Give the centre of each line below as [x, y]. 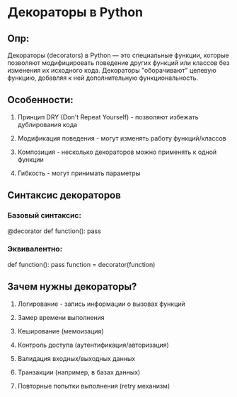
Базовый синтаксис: [44, 215]
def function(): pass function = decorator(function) [81, 264]
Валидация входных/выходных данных [76, 358]
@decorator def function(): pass [54, 231]
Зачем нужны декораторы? [72, 287]
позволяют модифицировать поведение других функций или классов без [118, 63]
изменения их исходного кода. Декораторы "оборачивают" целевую [112, 70]
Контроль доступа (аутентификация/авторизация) [93, 345]
